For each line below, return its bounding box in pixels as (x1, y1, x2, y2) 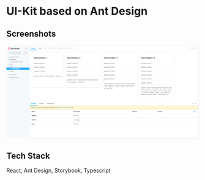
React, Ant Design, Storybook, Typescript (6, 167, 111, 175)
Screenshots (6, 29, 56, 39)
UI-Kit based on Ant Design (6, 4, 148, 18)
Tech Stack (6, 151, 50, 161)
